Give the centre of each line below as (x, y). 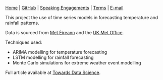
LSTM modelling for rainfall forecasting (53, 57)
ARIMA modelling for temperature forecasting (60, 52)
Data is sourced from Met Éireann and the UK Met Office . (65, 32)
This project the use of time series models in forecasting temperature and (82, 17)
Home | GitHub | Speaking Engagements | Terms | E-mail (64, 8)
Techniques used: (24, 42)
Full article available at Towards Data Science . (53, 72)
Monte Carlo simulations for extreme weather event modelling (77, 63)
